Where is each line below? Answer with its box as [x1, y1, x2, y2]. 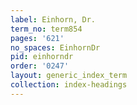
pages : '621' [10, 33, 65, 43]
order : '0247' [10, 61, 70, 71]
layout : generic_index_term [10, 71, 128, 81]
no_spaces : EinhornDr [10, 42, 101, 53]
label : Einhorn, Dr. [10, 14, 97, 25]
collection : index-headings [10, 80, 128, 90]
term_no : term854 [10, 24, 83, 34]
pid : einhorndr [10, 52, 74, 62]
